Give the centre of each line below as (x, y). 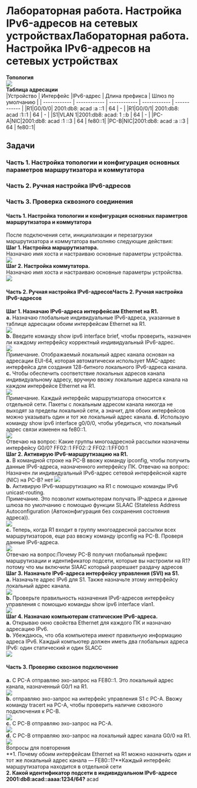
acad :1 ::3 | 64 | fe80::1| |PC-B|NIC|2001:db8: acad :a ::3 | (118, 121)
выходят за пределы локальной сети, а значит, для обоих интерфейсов (96, 410)
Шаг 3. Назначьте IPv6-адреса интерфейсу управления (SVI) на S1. (93, 573)
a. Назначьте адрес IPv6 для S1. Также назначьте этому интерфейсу (92, 579)
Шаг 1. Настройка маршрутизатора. (52, 248)
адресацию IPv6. (27, 629)
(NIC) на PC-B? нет (30, 480)
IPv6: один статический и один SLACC (54, 648)
